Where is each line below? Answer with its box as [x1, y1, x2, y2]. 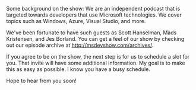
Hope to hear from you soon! [6, 77, 77, 84]
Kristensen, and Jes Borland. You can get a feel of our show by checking [6, 36, 185, 42]
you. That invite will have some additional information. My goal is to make [6, 59, 185, 66]
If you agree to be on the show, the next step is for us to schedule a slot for [6, 53, 190, 60]
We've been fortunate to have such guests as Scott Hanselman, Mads [6, 29, 177, 36]
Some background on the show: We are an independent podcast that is [6, 5, 181, 12]
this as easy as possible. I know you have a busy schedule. [6, 66, 150, 73]
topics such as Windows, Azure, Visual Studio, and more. [6, 18, 146, 24]
